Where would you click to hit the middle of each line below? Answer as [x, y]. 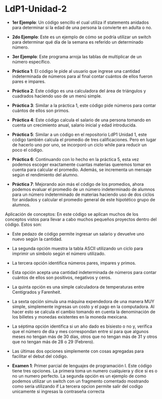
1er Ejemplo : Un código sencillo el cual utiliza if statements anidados [80, 22]
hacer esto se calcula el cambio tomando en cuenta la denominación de [84, 312]
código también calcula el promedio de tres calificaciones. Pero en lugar [84, 140]
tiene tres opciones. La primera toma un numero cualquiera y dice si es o [85, 371]
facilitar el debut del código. [40, 356]
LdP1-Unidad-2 [36, 9]
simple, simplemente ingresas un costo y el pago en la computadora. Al [83, 306]
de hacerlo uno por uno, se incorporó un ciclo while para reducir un [79, 144]
